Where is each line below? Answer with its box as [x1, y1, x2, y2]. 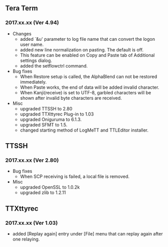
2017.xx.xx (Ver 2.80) [5, 157, 59, 163]
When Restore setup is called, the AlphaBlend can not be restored [20, 73, 157, 80]
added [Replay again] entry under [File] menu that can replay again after [12, 231, 163, 237]
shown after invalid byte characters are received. [20, 95, 122, 101]
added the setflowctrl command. [20, 63, 88, 69]
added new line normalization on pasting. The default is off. [20, 46, 144, 52]
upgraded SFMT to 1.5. [20, 121, 68, 128]
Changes [12, 30, 32, 37]
